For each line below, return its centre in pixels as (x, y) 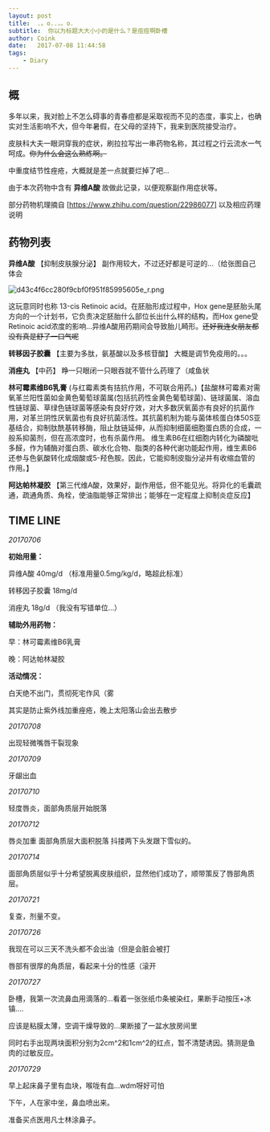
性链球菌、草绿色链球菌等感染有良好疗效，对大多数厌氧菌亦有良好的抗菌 (128, 408)
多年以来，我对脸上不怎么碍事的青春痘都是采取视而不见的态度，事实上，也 (131, 116)
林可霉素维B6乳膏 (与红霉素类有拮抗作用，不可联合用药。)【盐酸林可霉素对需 (135, 388)
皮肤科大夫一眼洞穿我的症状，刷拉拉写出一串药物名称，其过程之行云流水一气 (135, 143)
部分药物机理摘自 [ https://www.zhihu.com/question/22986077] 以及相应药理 (135, 204)
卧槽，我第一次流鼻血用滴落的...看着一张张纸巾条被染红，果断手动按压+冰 (130, 999)
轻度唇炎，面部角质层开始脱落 (57, 808)
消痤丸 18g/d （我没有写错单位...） (65, 608)
